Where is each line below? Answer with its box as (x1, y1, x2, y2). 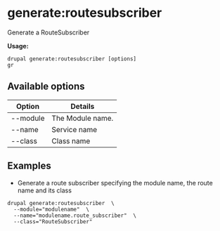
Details (70, 101, 95, 111)
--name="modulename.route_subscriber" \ (13, 212, 137, 219)
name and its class (17, 186, 72, 194)
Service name (51, 124, 98, 134)
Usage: (7, 41, 30, 50)
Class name (51, 136, 91, 145)
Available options (7, 81, 86, 93)
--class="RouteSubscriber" (13, 218, 93, 225)
